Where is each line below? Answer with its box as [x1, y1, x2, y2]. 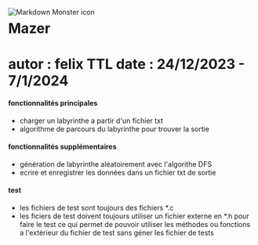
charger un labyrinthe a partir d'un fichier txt [19, 116, 163, 125]
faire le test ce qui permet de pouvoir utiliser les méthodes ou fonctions [19, 219, 251, 229]
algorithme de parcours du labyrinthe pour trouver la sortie [19, 124, 210, 133]
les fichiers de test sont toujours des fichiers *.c [19, 203, 174, 212]
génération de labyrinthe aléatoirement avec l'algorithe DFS [19, 159, 213, 168]
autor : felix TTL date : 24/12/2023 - [8, 56, 245, 74]
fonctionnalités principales [8, 98, 98, 107]
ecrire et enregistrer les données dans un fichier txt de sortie [19, 168, 216, 177]
